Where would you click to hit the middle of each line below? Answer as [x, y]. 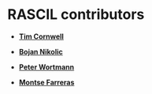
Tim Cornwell [41, 36]
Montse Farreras [46, 82]
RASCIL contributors [76, 15]
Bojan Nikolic [41, 51]
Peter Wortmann [46, 67]
